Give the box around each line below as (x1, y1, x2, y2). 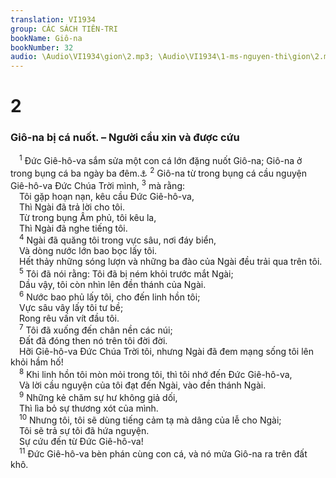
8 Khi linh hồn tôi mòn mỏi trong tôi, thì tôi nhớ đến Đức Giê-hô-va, (19, 367, 293, 380)
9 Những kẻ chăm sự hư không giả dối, (19, 389, 178, 403)
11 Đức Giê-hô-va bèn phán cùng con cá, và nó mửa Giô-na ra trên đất (19, 446, 308, 460)
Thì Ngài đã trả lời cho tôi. (19, 201, 125, 213)
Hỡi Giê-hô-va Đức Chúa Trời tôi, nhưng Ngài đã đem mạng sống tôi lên (19, 346, 315, 358)
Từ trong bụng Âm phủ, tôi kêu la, (19, 211, 157, 223)
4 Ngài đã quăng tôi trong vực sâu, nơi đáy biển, (19, 232, 217, 246)
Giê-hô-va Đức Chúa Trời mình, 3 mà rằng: (10, 177, 186, 191)
